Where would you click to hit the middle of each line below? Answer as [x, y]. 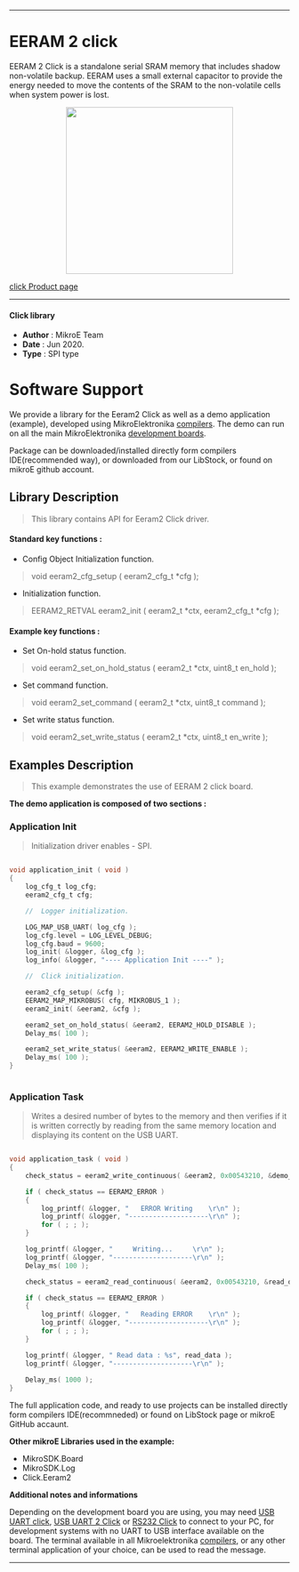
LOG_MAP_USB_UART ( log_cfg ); [81, 927]
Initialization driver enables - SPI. [92, 846]
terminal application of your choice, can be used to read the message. [138, 1550]
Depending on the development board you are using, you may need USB [142, 1512]
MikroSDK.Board [53, 1459]
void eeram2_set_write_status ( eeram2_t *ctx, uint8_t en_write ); [149, 737]
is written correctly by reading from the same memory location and [154, 1125]
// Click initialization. [75, 976]
